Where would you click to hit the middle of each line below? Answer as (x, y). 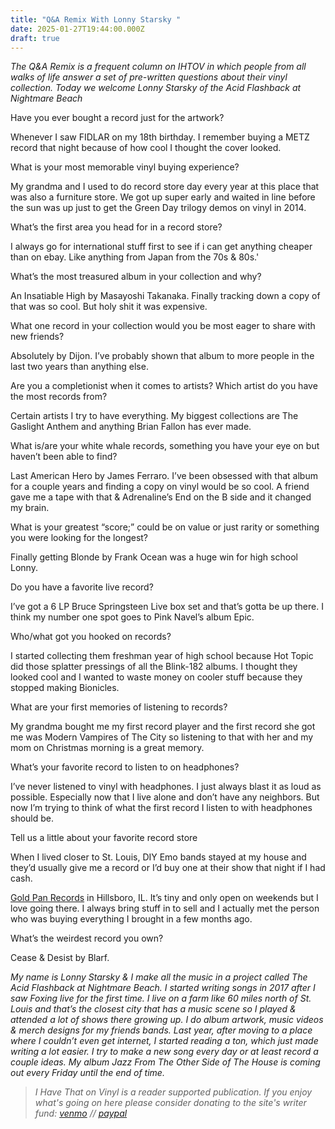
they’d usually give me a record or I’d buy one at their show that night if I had (168, 868)
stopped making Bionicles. (65, 688)
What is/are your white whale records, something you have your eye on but (165, 446)
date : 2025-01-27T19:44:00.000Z (77, 29)
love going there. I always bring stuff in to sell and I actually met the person (165, 908)
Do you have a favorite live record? (82, 587)
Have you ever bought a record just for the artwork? (117, 118)
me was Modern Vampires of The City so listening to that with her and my (162, 737)
